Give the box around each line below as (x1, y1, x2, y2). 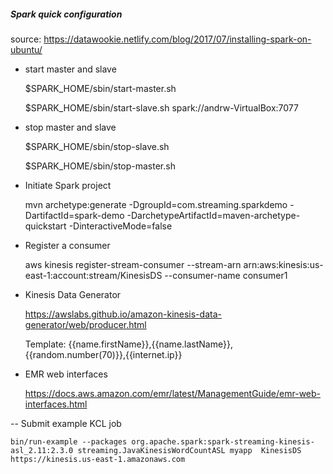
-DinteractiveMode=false (68, 220, 173, 232)
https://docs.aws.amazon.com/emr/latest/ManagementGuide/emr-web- (24, 387, 322, 399)
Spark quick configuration (10, 8, 123, 20)
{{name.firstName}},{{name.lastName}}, (68, 338, 233, 350)
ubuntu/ (10, 43, 43, 55)
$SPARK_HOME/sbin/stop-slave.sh (24, 140, 170, 152)
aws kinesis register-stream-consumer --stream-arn (24, 258, 242, 270)
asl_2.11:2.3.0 (10, 445, 74, 455)
